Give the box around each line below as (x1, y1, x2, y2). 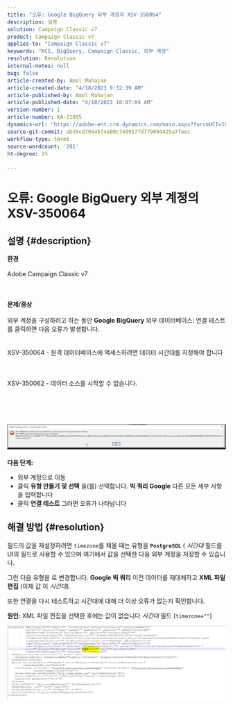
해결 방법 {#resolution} (7, 521, 105, 534)
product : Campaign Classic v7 (7, 33, 95, 40)
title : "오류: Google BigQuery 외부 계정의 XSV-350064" (7, 11, 162, 18)
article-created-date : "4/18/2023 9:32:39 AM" (7, 84, 144, 92)
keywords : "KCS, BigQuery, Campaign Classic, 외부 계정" (7, 48, 170, 55)
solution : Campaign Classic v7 (7, 26, 98, 33)
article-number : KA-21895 (7, 114, 82, 121)
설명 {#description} (7, 235, 92, 246)
